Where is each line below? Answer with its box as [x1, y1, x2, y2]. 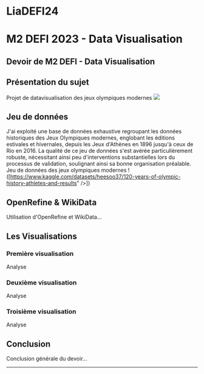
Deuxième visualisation [6, 278, 77, 287]
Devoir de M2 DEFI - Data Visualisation [6, 56, 155, 66]
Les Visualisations [6, 231, 77, 241]
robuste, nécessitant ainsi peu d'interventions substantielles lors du [6, 153, 175, 161]
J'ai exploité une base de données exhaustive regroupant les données [6, 128, 182, 135]
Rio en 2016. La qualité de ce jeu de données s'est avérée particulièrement [6, 147, 193, 155]
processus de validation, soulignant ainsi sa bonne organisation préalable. [6, 160, 191, 168]
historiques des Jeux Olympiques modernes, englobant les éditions [6, 134, 175, 141]
